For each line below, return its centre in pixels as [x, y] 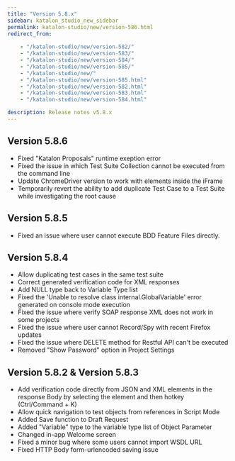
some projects [39, 320]
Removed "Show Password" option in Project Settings [96, 350]
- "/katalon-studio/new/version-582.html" [84, 87]
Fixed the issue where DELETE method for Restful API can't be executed [123, 343]
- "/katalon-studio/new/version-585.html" [84, 80]
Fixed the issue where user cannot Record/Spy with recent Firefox [114, 328]
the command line [44, 173]
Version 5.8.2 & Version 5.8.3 [73, 372]
